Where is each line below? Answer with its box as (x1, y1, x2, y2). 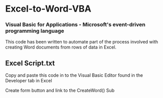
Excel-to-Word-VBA (5, 3, 92, 15)
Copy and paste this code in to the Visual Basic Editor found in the (5, 72, 143, 78)
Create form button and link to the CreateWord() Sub (5, 87, 115, 93)
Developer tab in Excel (5, 78, 52, 84)
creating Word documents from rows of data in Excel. (5, 44, 116, 51)
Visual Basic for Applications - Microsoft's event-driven (5, 21, 146, 28)
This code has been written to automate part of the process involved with (5, 39, 158, 45)
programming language (5, 27, 64, 34)
